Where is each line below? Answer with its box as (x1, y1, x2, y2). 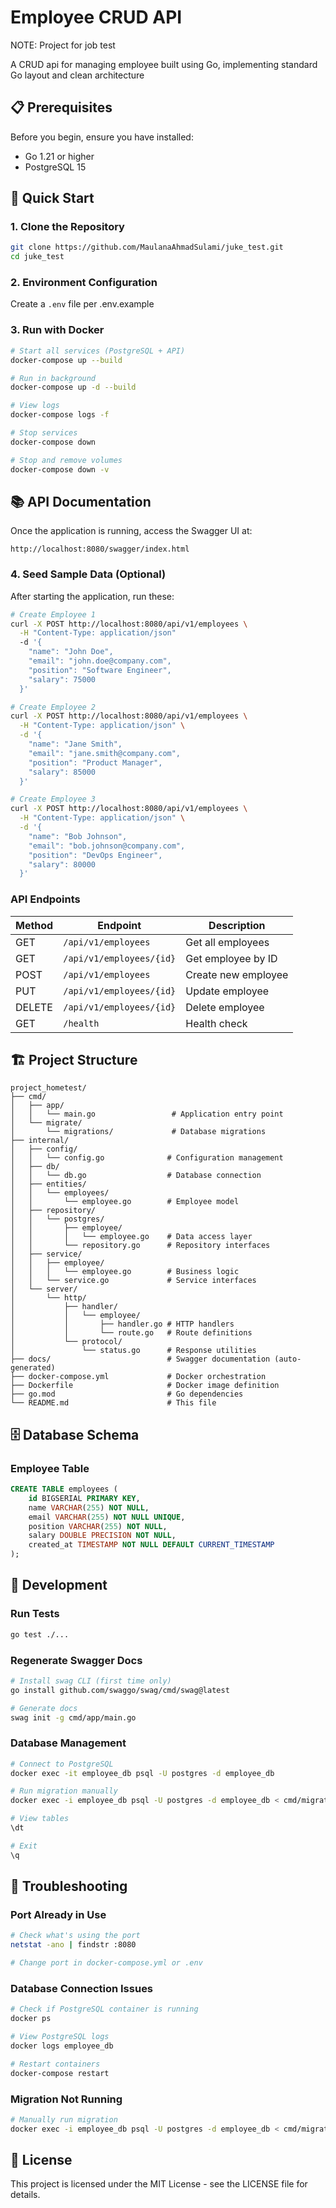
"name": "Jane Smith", (28, 739, 123, 750)
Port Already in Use (10, 1908, 107, 1922)
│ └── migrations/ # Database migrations (10, 1127, 267, 1137)
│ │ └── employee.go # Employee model (10, 1197, 240, 1207)
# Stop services (10, 428, 78, 438)
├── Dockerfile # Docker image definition (10, 1381, 280, 1391)
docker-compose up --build (10, 355, 123, 365)
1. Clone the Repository (10, 220, 125, 234)
